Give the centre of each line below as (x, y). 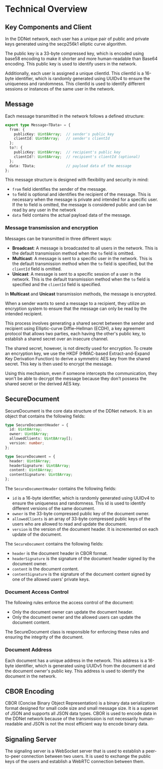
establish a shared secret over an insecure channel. (57, 339)
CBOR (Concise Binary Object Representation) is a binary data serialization (80, 703)
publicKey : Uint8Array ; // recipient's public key (67, 153)
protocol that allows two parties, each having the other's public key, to (75, 333)
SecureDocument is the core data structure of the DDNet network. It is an (79, 411)
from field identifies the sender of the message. (59, 189)
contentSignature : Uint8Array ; (41, 475)
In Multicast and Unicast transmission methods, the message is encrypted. (81, 294)
